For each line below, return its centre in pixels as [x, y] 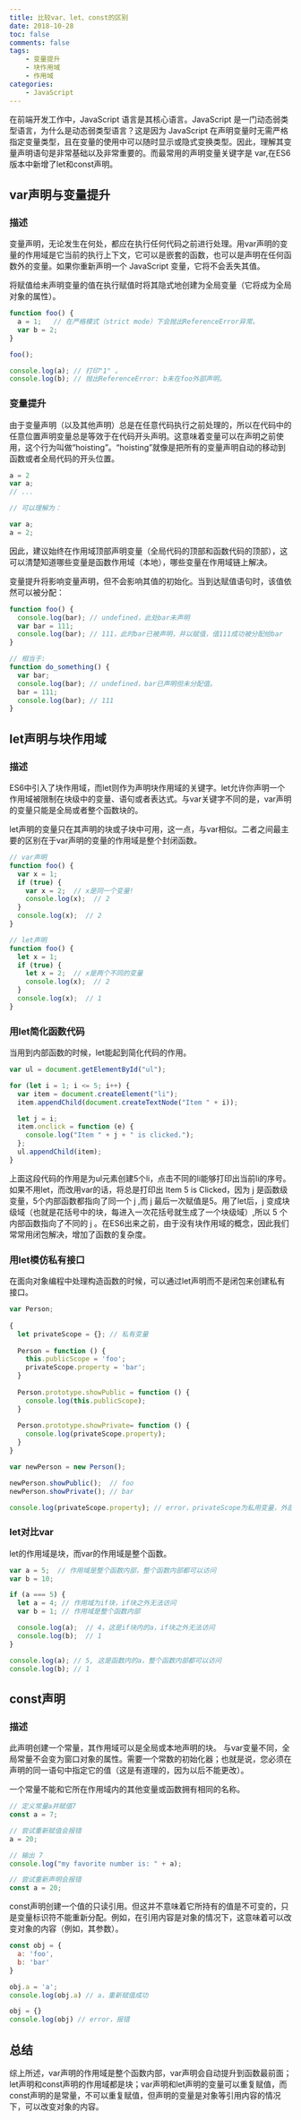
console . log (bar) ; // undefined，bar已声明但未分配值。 [117, 683]
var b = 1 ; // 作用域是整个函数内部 [79, 1612]
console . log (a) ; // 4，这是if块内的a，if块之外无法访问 [116, 1628]
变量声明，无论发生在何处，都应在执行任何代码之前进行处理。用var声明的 [145, 244]
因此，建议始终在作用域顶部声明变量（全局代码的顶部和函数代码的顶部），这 [149, 551]
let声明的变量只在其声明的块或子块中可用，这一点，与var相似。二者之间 [142, 829]
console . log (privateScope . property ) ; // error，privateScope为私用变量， [145, 1507]
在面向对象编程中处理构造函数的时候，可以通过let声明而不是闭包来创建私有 [147, 1281]
